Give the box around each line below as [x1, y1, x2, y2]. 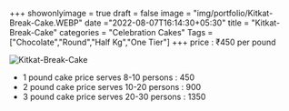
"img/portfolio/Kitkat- [193, 8, 274, 18]
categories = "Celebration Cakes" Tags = [58, 27, 214, 37]
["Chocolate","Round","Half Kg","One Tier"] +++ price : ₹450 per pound [9, 36, 276, 47]
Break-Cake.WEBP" [9, 17, 84, 28]
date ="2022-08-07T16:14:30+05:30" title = [85, 17, 250, 28]
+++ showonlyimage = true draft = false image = [9, 8, 192, 18]
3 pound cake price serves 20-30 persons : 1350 [22, 91, 206, 102]
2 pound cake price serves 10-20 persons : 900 [22, 82, 202, 92]
